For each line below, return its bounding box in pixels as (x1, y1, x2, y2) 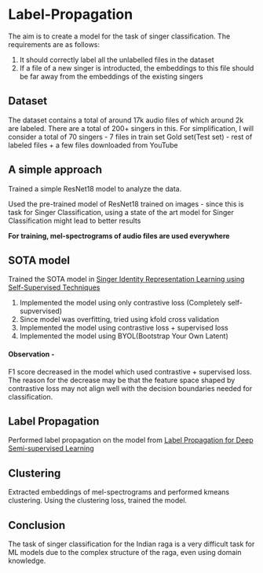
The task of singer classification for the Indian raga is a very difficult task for (8, 539, 255, 549)
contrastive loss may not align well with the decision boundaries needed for (8, 383, 253, 393)
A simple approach (8, 163, 103, 177)
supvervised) (19, 306, 63, 316)
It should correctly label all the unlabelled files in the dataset (19, 55, 214, 64)
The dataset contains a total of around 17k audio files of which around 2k (8, 115, 244, 125)
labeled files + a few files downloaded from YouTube (8, 140, 178, 150)
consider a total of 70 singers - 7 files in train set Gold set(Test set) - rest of (8, 132, 253, 141)
